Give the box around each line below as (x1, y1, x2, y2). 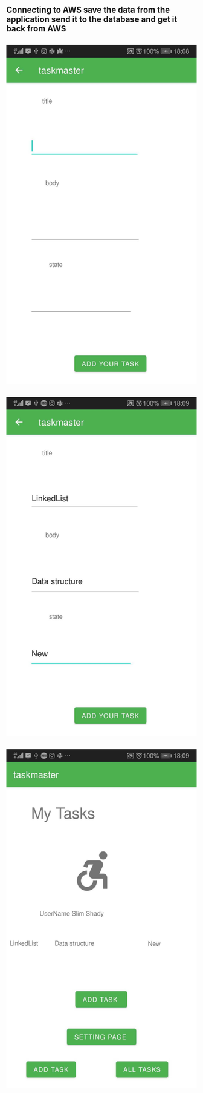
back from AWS (6, 24, 66, 34)
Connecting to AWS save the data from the (6, 5, 170, 15)
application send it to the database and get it (6, 15, 178, 25)
